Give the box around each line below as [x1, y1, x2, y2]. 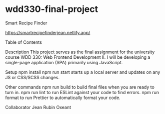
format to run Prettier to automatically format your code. [5, 95, 121, 101]
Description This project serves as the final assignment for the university [5, 49, 155, 55]
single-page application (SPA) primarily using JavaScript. [5, 59, 123, 65]
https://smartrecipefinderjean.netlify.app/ [5, 29, 90, 35]
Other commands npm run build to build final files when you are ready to [5, 84, 155, 90]
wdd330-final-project [5, 3, 98, 15]
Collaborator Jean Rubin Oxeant [5, 104, 71, 110]
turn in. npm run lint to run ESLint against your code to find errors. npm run [5, 89, 159, 95]
